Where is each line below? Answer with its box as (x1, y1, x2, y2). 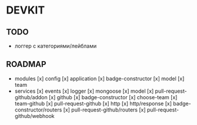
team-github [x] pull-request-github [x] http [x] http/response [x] (14, 100, 172, 107)
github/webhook (14, 112, 55, 119)
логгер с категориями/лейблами (14, 42, 97, 49)
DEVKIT (6, 4, 45, 17)
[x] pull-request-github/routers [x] (63, 106, 146, 113)
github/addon (14, 93, 48, 100)
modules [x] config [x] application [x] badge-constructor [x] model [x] (14, 75, 185, 82)
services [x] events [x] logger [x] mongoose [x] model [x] (14, 87, 154, 94)
